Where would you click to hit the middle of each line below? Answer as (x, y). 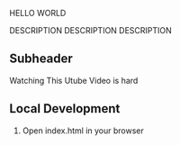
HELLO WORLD (38, 13)
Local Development (65, 109)
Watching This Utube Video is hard (74, 80)
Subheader (41, 59)
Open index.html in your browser (83, 131)
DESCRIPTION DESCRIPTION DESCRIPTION (91, 30)
